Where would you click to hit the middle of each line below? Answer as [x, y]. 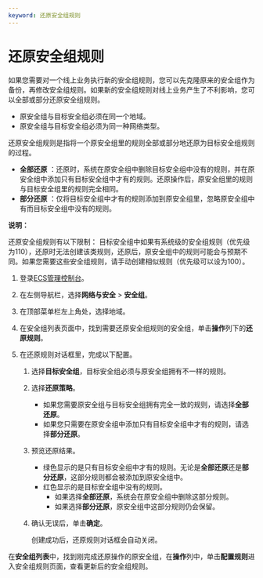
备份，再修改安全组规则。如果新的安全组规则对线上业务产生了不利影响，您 [128, 89]
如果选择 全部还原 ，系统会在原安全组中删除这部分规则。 [144, 496]
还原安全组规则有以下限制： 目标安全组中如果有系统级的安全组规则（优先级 [129, 242]
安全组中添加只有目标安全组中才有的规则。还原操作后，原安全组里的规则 [136, 179]
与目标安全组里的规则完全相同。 [71, 188]
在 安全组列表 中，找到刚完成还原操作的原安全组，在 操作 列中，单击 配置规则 [128, 556]
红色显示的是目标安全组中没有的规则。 [104, 486]
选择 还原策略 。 [55, 387]
